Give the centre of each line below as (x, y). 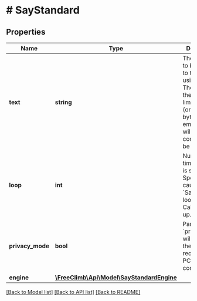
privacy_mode (29, 246)
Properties (26, 32)
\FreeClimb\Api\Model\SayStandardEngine (116, 278)
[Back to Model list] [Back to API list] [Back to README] (73, 292)
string (63, 102)
